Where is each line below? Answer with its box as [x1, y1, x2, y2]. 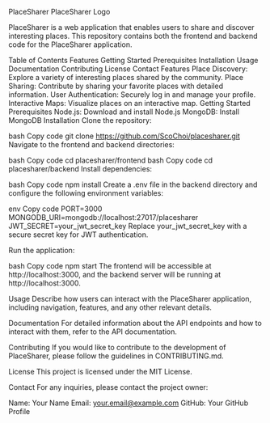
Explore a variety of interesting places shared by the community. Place [8, 73, 244, 82]
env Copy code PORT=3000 [8, 204, 103, 214]
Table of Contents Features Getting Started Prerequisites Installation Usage [8, 56, 259, 65]
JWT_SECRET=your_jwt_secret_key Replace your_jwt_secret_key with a [8, 222, 247, 231]
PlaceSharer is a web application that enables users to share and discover [8, 23, 255, 32]
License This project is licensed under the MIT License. [8, 367, 192, 376]
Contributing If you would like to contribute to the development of [8, 343, 226, 352]
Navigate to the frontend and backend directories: [8, 140, 175, 149]
